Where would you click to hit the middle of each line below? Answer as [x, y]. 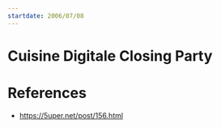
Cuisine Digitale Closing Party [110, 55]
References [47, 93]
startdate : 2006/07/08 [46, 16]
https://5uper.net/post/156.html [71, 115]
